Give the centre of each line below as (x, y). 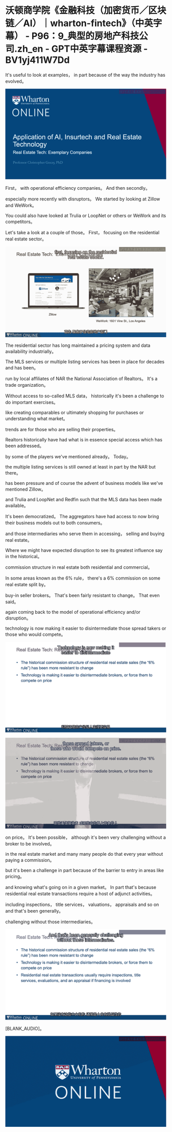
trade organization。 (27, 385)
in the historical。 (24, 556)
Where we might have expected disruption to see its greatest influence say (84, 550)
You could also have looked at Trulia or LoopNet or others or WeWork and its (86, 216)
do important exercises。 (32, 402)
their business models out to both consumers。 (55, 523)
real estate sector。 (26, 239)
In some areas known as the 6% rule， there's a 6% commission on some (83, 578)
